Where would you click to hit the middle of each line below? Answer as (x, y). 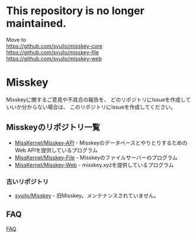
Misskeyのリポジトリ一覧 (53, 127)
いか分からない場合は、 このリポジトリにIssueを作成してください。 (94, 107)
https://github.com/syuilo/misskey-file (53, 52)
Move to (16, 40)
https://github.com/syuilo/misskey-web (54, 58)
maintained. (36, 23)
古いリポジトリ (28, 181)
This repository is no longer (75, 11)
